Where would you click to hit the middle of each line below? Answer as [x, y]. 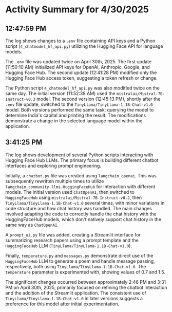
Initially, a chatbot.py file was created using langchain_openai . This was [81, 175]
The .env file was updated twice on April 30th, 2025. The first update [79, 62]
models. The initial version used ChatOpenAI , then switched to [70, 192]
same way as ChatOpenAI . [32, 225]
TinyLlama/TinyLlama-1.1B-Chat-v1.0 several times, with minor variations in [85, 203]
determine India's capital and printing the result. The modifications [76, 115]
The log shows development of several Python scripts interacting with [79, 155]
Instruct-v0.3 [21, 99]
